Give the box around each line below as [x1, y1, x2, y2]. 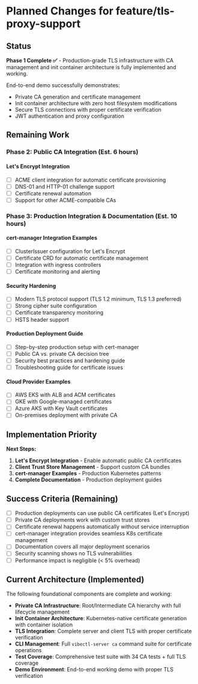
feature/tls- [116, 4, 175, 18]
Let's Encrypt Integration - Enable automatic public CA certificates [14, 457, 182, 464]
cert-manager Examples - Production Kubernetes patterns [14, 470, 161, 477]
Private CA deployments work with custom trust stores [14, 516, 150, 524]
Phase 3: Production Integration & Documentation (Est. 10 [6, 212, 178, 220]
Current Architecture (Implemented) [6, 574, 145, 584]
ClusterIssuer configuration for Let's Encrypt [14, 248, 125, 255]
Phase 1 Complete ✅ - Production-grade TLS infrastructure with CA [6, 57, 174, 64]
